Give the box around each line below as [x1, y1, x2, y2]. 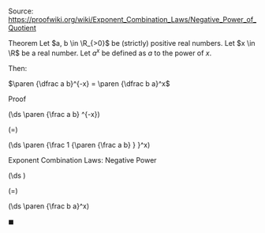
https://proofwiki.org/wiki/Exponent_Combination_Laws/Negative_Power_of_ [8, 15, 257, 24]
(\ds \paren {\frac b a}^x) [8, 201, 90, 211]
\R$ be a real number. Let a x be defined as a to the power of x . [8, 47, 212, 58]
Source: [8, 6, 34, 16]
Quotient [8, 23, 37, 33]
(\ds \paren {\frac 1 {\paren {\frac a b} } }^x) [8, 140, 151, 149]
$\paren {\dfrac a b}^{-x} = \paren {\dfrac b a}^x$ [8, 78, 170, 88]
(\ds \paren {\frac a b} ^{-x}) [8, 109, 100, 118]
